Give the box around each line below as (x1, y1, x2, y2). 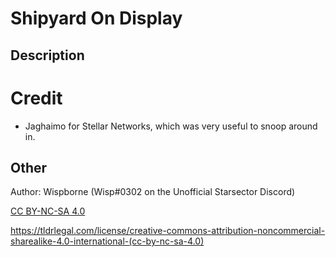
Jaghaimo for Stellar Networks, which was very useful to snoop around (24, 120, 318, 132)
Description (10, 47, 85, 64)
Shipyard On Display (10, 7, 183, 30)
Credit (10, 87, 63, 109)
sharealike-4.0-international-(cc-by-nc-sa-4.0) (10, 235, 205, 247)
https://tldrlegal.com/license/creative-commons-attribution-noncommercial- (10, 225, 326, 237)
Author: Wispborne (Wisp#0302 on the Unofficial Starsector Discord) (10, 186, 296, 198)
